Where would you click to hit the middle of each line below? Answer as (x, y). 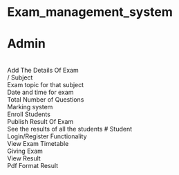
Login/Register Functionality (47, 136)
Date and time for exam (40, 92)
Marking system (30, 107)
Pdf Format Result (33, 166)
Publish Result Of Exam (40, 122)
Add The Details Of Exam (43, 71)
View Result (24, 158)
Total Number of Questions (46, 100)
